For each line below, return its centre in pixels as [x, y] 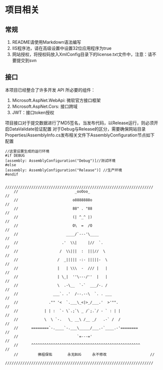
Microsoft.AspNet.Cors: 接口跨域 [45, 106]
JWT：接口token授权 [33, 112]
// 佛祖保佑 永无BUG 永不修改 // [84, 354]
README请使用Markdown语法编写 [46, 42]
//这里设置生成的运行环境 [27, 151]
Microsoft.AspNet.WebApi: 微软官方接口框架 [56, 100]
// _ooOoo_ [52, 191]
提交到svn [27, 60]
